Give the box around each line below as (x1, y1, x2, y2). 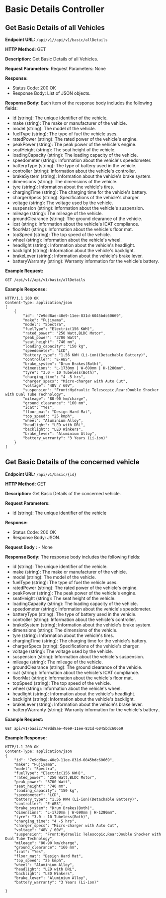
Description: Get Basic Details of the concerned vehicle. (5, 490, 121, 496)
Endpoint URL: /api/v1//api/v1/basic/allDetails (5, 36, 108, 42)
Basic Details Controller (5, 3, 104, 15)
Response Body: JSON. (12, 534, 61, 540)
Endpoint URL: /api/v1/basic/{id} (5, 471, 77, 477)
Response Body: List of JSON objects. (12, 90, 91, 96)
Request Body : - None (5, 544, 53, 550)
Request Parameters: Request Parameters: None (5, 66, 106, 71)
